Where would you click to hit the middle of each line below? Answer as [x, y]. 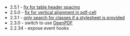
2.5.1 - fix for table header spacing [45, 7]
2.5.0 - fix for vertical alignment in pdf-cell [53, 12]
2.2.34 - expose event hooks [39, 28]
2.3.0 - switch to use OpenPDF [41, 23]
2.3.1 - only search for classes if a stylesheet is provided [67, 18]
